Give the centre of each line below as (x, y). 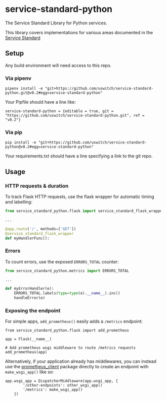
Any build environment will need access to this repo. (59, 65)
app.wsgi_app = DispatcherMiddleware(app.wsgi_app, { (62, 381)
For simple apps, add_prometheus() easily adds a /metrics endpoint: (74, 322)
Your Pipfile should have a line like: (41, 102)
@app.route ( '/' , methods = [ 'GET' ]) (41, 229)
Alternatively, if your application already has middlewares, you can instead (81, 361)
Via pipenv (18, 78)
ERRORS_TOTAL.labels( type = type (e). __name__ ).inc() (67, 293)
